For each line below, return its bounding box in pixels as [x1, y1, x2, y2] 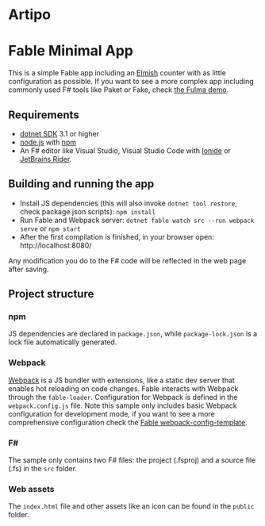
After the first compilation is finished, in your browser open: [19, 232, 214, 241]
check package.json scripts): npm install [19, 206, 156, 216]
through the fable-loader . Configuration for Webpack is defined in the [8, 392, 238, 401]
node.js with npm [19, 137, 77, 147]
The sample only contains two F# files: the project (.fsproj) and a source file [8, 455, 256, 465]
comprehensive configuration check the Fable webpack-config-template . [8, 417, 248, 427]
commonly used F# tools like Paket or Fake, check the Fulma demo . [8, 85, 229, 94]
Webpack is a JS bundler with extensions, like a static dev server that [8, 375, 236, 385]
